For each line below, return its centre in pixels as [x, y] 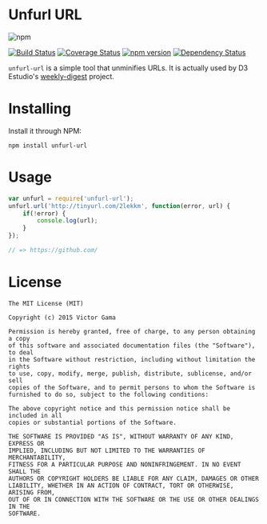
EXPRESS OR [26, 443]
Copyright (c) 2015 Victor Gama [62, 318]
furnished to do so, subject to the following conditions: [109, 394]
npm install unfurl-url [48, 146]
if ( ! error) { [44, 214]
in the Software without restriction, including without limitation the [132, 359]
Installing [40, 109]
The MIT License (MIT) [46, 303]
